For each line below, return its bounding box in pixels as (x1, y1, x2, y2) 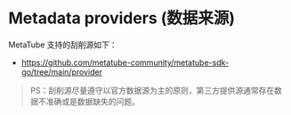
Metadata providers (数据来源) (8, 8, 236, 29)
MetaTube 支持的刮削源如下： (8, 39, 117, 50)
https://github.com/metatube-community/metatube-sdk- (20, 57, 229, 68)
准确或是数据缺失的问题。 (45, 95, 140, 107)
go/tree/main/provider (20, 66, 103, 77)
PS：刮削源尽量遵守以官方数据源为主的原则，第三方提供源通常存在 (29, 85, 275, 95)
